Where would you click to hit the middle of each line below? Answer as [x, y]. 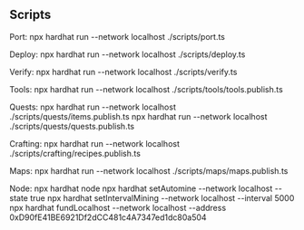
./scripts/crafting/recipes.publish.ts [75, 153]
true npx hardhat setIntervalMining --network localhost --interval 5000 [162, 197]
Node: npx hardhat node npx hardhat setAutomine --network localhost [141, 188]
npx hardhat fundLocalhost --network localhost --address [118, 207]
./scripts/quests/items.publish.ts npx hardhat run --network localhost [138, 116]
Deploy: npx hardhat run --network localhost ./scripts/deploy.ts [127, 54]
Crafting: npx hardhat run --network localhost [94, 143]
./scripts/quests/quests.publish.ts [72, 126]
